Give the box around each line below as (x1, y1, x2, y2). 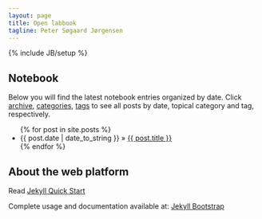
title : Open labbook (8, 19, 77, 27)
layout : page (8, 11, 52, 20)
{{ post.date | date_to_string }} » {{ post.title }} (19, 133, 173, 143)
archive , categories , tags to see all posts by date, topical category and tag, (8, 101, 254, 111)
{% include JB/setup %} (8, 49, 88, 58)
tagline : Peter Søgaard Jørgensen (8, 26, 124, 34)
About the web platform (8, 165, 129, 178)
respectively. (8, 109, 50, 119)
